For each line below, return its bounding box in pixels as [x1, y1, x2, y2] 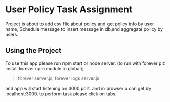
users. [5, 31, 19, 37]
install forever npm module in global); [5, 65, 84, 71]
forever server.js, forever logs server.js [17, 75, 100, 81]
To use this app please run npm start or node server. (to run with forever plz [5, 60, 165, 66]
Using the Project [5, 46, 62, 55]
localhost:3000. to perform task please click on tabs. [5, 91, 117, 97]
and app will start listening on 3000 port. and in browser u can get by [5, 85, 152, 91]
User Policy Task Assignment [5, 4, 133, 15]
